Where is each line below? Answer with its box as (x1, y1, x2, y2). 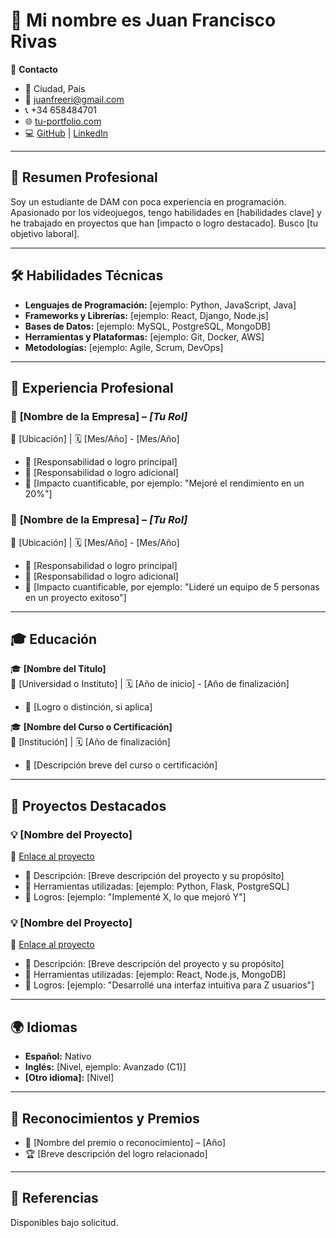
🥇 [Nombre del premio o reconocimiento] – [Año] (24, 1136, 227, 1148)
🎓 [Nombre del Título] (10, 663, 107, 675)
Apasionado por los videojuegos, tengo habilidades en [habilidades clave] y (10, 206, 322, 218)
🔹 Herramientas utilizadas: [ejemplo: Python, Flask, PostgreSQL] (24, 880, 290, 893)
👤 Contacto (10, 63, 58, 75)
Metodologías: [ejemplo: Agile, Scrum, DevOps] (24, 341, 224, 353)
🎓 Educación (10, 630, 98, 648)
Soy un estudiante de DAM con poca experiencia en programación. (10, 195, 287, 208)
